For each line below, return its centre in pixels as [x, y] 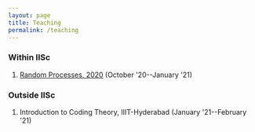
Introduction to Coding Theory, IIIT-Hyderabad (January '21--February [133, 112]
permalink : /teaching [44, 30]
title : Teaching [35, 23]
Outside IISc [32, 95]
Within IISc [29, 57]
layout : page [29, 15]
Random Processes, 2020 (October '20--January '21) [106, 75]
